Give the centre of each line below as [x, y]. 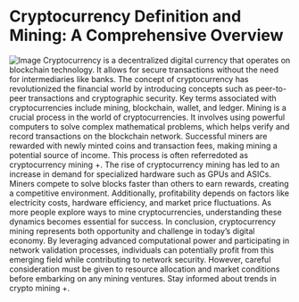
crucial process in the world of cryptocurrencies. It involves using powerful [147, 117]
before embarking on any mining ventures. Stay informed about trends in [143, 278]
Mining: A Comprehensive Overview [146, 35]
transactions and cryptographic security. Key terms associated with [152, 98]
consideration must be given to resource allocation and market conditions [145, 269]
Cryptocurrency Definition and [125, 17]
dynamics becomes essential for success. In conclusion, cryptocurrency [143, 222]
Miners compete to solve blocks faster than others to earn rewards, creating [149, 183]
